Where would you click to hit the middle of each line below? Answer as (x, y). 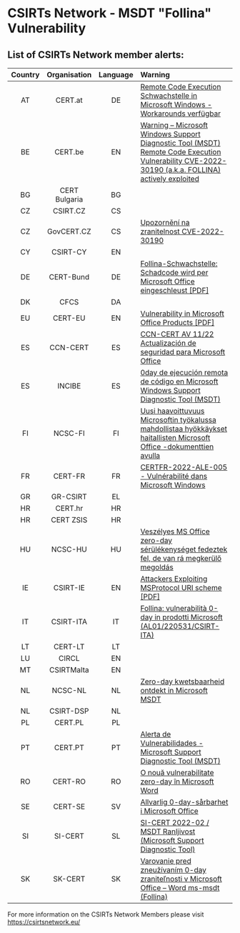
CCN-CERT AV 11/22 (177, 334)
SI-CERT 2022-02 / (175, 823)
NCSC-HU (69, 549)
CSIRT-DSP (69, 711)
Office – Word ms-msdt (180, 888)
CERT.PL (69, 723)
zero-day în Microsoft (177, 782)
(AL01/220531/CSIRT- (180, 626)
